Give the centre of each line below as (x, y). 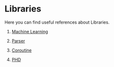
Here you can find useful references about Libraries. (57, 22)
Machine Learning (30, 31)
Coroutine (22, 50)
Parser (18, 41)
